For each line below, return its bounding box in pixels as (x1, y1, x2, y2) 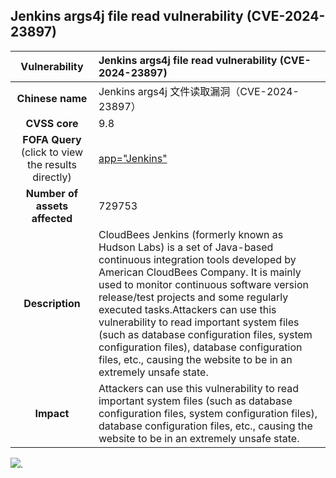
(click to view (20, 145, 84, 159)
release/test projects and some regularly (98, 290, 289, 304)
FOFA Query (22, 132, 82, 146)
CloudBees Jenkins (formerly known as (98, 227, 284, 241)
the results (27, 157, 77, 171)
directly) (32, 170, 72, 184)
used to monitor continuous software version (98, 277, 309, 291)
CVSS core (25, 116, 79, 130)
